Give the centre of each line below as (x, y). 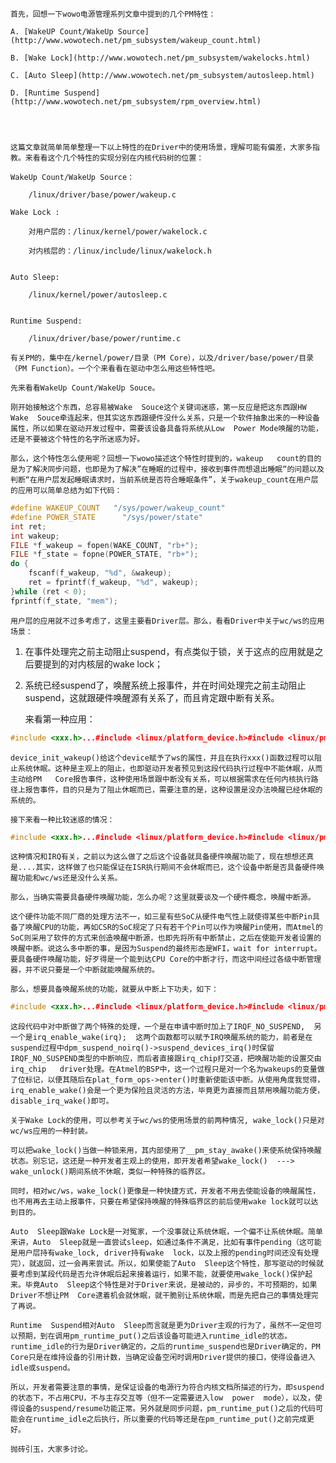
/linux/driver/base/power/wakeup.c (102, 195)
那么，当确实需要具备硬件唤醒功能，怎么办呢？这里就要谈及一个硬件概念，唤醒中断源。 (163, 898)
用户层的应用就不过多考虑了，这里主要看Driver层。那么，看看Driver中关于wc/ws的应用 (167, 621)
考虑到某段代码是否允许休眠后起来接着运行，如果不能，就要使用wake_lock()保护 (161, 1274)
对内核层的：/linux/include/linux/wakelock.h (120, 251)
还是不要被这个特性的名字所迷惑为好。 (77, 439)
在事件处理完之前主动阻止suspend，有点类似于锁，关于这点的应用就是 (169, 651)
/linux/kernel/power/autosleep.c (98, 295)
